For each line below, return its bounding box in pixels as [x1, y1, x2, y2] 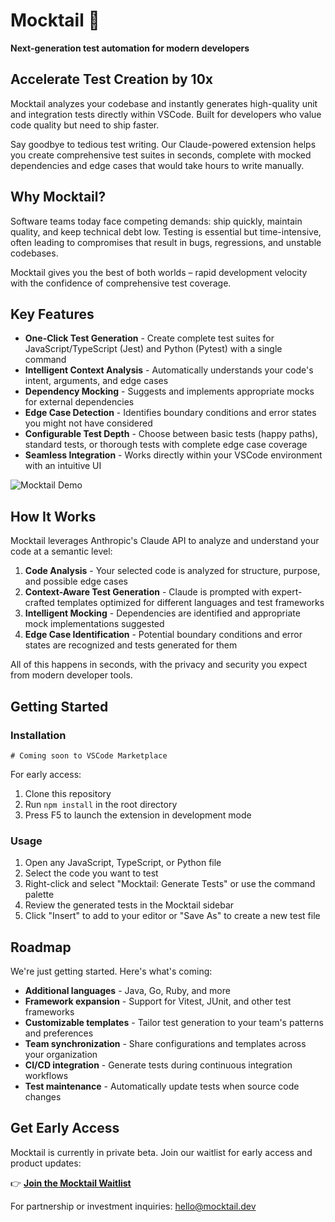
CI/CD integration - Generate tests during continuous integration [24, 1059, 293, 1071]
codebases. [10, 247, 59, 259]
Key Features [10, 305, 95, 323]
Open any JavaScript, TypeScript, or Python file [24, 857, 222, 869]
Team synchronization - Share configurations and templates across [24, 1037, 307, 1049]
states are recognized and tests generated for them [24, 639, 238, 651]
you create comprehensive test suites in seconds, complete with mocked [10, 149, 312, 161]
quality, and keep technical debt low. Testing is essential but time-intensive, [10, 225, 322, 238]
